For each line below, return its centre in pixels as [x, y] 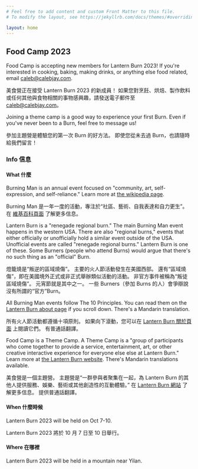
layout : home [22, 28]
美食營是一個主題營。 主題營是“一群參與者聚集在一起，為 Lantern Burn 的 [95, 378]
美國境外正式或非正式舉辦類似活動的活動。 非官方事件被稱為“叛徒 [108, 276]
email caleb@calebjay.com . [39, 78]
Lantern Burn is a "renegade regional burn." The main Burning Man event [95, 226]
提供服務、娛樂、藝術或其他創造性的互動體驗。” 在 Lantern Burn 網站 [99, 385]
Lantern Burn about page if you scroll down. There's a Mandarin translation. [98, 309]
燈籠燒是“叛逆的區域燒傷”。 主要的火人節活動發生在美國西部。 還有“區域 [94, 269]
